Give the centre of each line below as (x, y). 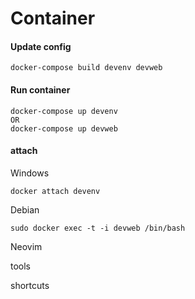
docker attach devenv (55, 191)
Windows (30, 173)
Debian (25, 209)
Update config (41, 46)
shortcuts (30, 285)
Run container (40, 89)
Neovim (26, 246)
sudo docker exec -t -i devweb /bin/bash (98, 228)
